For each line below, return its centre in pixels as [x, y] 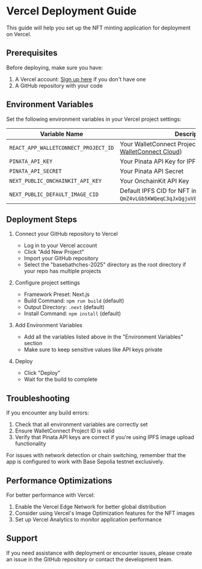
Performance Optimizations [59, 480]
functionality [30, 444]
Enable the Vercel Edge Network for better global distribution [90, 507]
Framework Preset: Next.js [57, 294]
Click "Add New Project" [54, 252]
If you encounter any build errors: [47, 413]
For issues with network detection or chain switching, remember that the [96, 455]
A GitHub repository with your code [59, 85]
